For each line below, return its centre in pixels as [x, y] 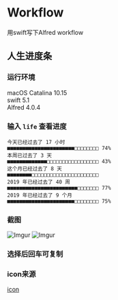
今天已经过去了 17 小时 [36, 142]
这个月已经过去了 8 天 [35, 168]
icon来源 [21, 274]
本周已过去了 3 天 [30, 155]
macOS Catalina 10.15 [37, 92]
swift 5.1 [18, 100]
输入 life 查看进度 [37, 126]
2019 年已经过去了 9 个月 [40, 195]
